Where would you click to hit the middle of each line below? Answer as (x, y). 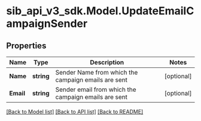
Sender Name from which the (97, 72)
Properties (26, 46)
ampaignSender (47, 24)
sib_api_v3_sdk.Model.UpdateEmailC (100, 11)
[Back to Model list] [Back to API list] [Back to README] (75, 112)
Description (107, 62)
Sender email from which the (96, 89)
